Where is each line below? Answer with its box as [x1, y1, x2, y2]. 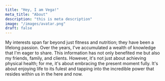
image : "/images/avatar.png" [5, 21, 66, 26]
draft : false [5, 26, 32, 31]
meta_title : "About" [5, 12, 48, 17]
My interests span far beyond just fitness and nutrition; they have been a [5, 39, 154, 45]
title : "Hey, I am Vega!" [5, 7, 59, 12]
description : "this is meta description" [5, 16, 93, 21]
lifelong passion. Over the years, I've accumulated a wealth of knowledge [5, 45, 156, 51]
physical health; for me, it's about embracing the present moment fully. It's [5, 61, 159, 67]
